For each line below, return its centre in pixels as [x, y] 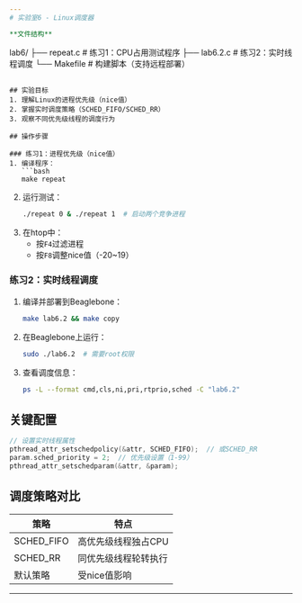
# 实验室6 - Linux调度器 [52, 18]
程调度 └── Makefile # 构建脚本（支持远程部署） [100, 63]
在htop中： [43, 232]
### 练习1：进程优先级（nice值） [64, 154]
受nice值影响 [105, 575]
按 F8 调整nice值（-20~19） [84, 255]
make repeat [44, 179]
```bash [36, 171]
